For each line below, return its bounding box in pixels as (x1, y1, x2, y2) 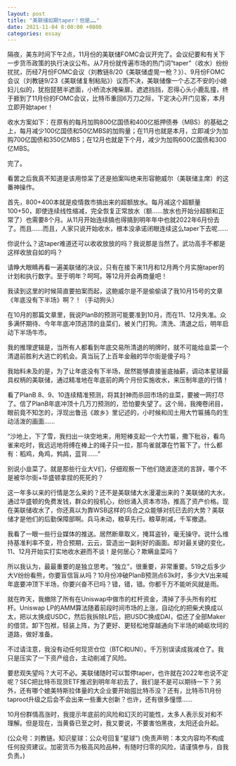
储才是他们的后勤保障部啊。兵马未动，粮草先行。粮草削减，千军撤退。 (7, 515, 211, 523)
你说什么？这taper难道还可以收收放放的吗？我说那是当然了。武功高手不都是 (7, 239, 226, 248)
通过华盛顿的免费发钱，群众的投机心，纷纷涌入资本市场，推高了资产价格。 (7, 497, 223, 506)
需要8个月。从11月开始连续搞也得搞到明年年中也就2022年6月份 (31, 215, 214, 224)
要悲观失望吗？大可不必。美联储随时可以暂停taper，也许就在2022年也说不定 (7, 669, 228, 677)
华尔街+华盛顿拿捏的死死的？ (19, 473, 104, 482)
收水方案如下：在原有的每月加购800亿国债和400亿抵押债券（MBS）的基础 (7, 118, 223, 127)
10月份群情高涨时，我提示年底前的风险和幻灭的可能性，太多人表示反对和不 (7, 710, 223, 719)
